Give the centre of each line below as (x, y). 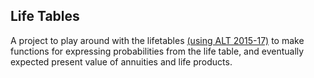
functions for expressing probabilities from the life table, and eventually (157, 51)
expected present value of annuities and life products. (121, 61)
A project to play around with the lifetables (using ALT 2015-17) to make (157, 40)
